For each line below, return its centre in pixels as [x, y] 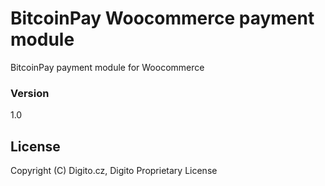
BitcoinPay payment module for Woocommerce [107, 67]
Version [30, 93]
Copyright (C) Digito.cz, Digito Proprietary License [114, 171]
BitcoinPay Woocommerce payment [162, 18]
